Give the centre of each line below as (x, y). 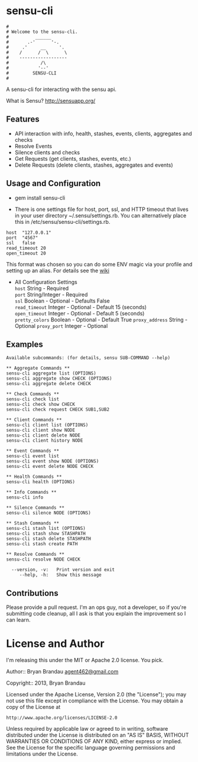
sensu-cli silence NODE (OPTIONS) (49, 513)
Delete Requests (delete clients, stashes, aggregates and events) (94, 165)
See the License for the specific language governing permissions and (91, 748)
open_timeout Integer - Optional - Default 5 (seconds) (79, 313)
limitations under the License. (42, 754)
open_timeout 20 (26, 253)
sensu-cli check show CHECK (41, 405)
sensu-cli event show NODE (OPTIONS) (53, 461)
